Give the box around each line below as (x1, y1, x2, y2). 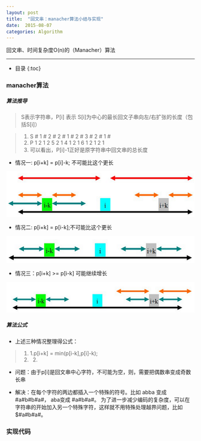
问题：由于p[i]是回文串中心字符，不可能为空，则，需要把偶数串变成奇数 (14, 368, 191, 375)
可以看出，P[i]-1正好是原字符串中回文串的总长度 (29, 147, 148, 154)
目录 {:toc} (14, 65, 41, 72)
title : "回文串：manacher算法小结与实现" (6, 16, 103, 22)
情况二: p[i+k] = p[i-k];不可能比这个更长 (14, 223, 112, 230)
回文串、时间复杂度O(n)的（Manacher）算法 (6, 47, 115, 54)
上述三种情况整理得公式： (14, 337, 78, 345)
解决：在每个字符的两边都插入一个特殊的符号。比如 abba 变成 (14, 388, 167, 396)
